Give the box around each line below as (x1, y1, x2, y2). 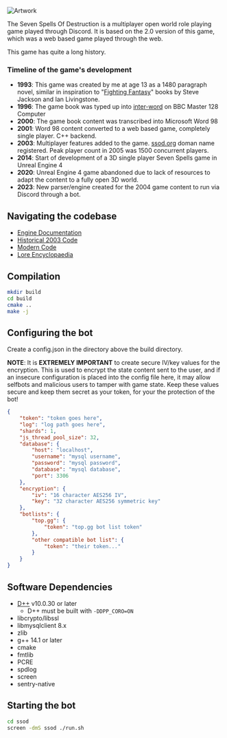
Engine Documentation (16, 229, 82, 237)
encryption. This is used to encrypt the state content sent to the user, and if (7, 366, 221, 375)
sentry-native (16, 679, 56, 688)
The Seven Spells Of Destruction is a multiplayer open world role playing (7, 20, 212, 28)
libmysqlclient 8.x (16, 621, 67, 629)
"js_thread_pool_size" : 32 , (19, 434, 99, 441)
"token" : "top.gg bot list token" (43, 523, 143, 530)
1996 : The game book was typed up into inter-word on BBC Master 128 (16, 103, 219, 111)
